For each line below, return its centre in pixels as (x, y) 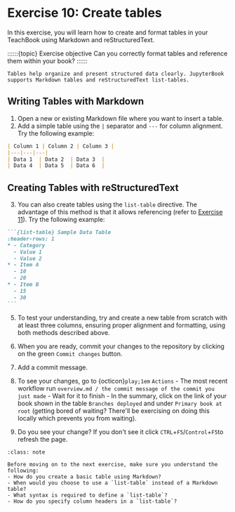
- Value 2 (28, 258)
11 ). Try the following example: (61, 220)
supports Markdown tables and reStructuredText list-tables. (99, 80)
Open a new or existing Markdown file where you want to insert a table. (121, 118)
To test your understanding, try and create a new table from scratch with (122, 317)
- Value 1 (28, 252)
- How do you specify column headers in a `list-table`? (92, 501)
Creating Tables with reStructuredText (93, 188)
